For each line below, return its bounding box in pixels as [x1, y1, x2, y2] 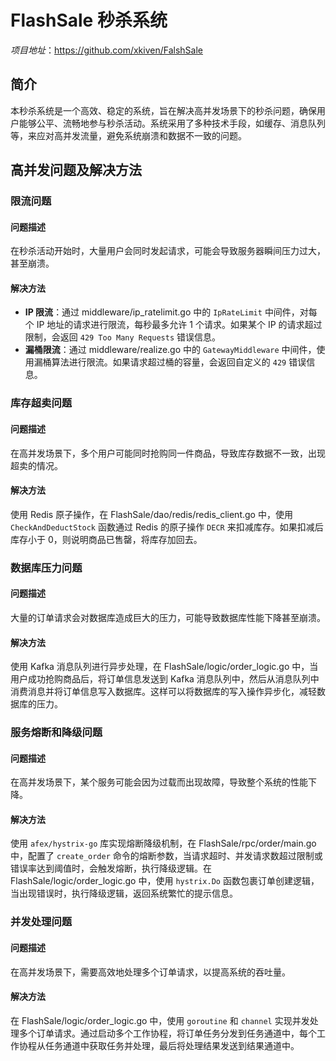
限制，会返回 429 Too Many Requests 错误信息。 [24, 331, 222, 343]
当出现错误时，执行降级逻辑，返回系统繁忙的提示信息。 [10, 887, 238, 900]
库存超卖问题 [10, 396, 73, 410]
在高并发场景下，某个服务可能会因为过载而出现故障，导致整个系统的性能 [10, 776, 308, 788]
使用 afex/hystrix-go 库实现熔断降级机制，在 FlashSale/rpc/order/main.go [10, 837, 317, 850]
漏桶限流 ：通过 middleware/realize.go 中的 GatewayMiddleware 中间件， [24, 344, 317, 356]
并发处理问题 [10, 915, 73, 929]
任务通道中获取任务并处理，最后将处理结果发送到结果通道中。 [44, 1039, 300, 1051]
